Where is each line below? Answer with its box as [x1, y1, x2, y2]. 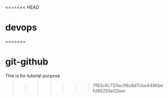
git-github [5, 56, 49, 67]
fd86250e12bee [93, 87, 126, 93]
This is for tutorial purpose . [5, 72, 63, 78]
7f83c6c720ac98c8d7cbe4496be [93, 82, 163, 88]
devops [5, 22, 37, 33]
